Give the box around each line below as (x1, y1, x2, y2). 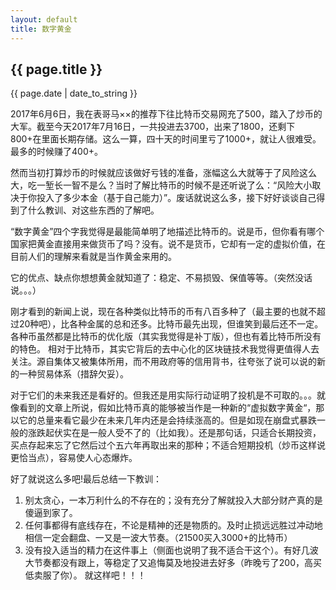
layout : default (10, 14, 78, 25)
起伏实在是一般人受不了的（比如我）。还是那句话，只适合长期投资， (44, 427, 322, 439)
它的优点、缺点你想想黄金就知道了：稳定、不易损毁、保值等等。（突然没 (10, 272, 304, 284)
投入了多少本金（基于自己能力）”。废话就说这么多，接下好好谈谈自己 (36, 192, 317, 204)
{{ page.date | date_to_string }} (10, 87, 138, 100)
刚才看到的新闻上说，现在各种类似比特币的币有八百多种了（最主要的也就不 (10, 306, 317, 318)
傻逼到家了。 (24, 507, 78, 519)
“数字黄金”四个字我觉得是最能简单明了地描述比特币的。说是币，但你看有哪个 (10, 226, 325, 238)
